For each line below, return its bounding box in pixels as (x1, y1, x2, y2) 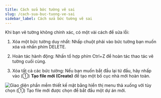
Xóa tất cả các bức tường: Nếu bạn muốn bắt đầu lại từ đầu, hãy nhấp (12, 68, 152, 74)
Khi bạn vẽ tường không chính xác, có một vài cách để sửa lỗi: (5, 30, 130, 35)
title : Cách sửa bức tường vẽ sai (5, 7, 75, 12)
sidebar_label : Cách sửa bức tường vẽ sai (5, 16, 92, 21)
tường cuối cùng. (12, 59, 46, 65)
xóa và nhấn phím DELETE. (12, 44, 67, 50)
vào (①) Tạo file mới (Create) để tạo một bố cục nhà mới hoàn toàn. (12, 73, 151, 79)
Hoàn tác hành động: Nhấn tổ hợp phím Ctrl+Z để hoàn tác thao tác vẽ (12, 53, 154, 59)
